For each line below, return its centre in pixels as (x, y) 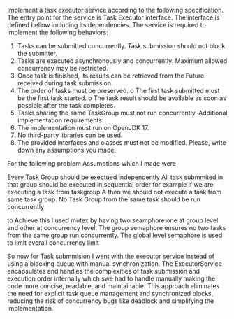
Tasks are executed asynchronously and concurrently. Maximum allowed (122, 61)
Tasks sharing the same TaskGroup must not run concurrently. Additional (123, 113)
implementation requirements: (60, 120)
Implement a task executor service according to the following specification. (116, 10)
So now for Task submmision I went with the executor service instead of (111, 256)
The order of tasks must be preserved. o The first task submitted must (118, 91)
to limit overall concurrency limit (53, 243)
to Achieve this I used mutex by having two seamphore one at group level (113, 220)
